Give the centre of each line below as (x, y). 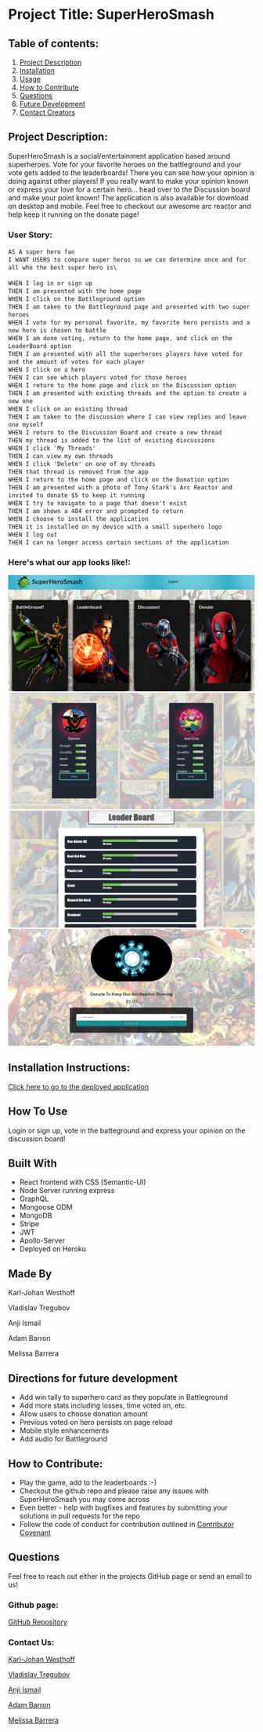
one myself (26, 425)
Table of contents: (54, 44)
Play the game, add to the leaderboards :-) (88, 1482)
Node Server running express (67, 1191)
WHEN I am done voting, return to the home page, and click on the (121, 339)
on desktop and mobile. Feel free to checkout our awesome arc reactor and (130, 206)
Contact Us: (31, 1642)
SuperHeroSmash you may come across (85, 1499)
